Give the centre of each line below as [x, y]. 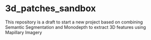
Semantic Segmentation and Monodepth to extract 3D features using [76, 27]
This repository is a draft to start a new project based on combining [74, 22]
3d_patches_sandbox [50, 9]
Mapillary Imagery [24, 32]
